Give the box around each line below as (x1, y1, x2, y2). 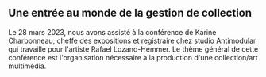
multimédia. (8, 61, 47, 71)
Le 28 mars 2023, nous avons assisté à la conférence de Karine (8, 27, 217, 37)
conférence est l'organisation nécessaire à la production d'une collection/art (8, 52, 258, 62)
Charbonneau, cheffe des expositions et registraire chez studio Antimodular (8, 36, 256, 45)
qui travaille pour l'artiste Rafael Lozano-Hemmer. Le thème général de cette (8, 44, 259, 54)
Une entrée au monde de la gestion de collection (8, 6, 253, 20)
